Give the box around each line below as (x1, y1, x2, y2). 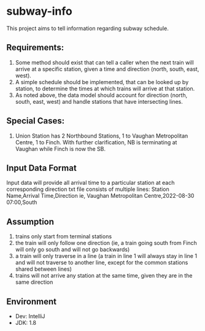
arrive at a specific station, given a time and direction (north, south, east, (15, 65, 199, 72)
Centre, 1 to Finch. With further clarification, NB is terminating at (15, 138, 177, 146)
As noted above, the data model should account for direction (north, (15, 91, 188, 99)
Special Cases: (6, 115, 65, 127)
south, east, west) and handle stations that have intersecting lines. (15, 98, 183, 105)
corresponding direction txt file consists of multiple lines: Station (6, 185, 170, 193)
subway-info (6, 4, 72, 18)
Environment (6, 296, 57, 306)
